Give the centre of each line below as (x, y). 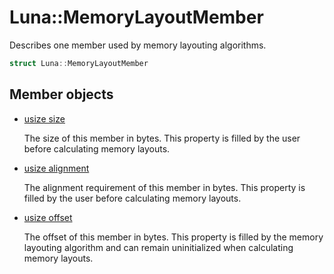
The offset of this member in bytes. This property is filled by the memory (173, 237)
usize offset (48, 217)
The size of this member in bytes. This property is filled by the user (162, 138)
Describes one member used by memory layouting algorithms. (138, 45)
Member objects (61, 94)
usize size (44, 118)
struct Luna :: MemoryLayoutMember (79, 63)
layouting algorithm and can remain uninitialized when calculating (158, 247)
